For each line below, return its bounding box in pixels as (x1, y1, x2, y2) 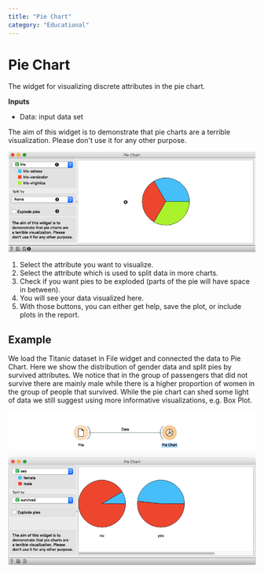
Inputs (8, 97, 30, 106)
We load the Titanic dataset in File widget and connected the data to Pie (8, 354, 241, 363)
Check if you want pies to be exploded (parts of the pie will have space (19, 277, 250, 286)
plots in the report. (19, 310, 80, 320)
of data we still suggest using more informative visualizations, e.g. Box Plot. (8, 395, 253, 405)
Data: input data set (19, 112, 84, 122)
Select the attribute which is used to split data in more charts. (19, 268, 218, 278)
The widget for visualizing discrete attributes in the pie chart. (8, 82, 206, 91)
